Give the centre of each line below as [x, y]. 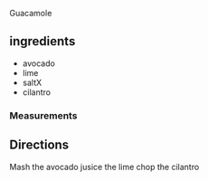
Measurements [43, 115]
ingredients [43, 41]
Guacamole [31, 13]
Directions [39, 145]
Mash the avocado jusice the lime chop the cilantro [104, 167]
